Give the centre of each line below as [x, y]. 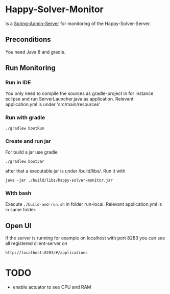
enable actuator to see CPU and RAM [52, 287]
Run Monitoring [31, 68]
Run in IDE [18, 83]
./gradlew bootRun [25, 128]
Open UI [18, 226]
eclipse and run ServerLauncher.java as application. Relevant [69, 99]
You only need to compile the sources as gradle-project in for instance [80, 93]
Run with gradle [25, 117]
